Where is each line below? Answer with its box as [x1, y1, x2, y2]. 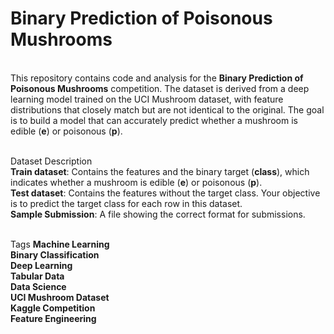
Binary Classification [10, 248, 100, 261]
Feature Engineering [10, 312, 97, 324]
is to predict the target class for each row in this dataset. [10, 197, 243, 209]
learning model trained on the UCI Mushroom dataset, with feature [10, 93, 284, 105]
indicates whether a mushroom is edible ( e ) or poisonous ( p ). [10, 176, 263, 188]
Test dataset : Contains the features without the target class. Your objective [10, 187, 321, 199]
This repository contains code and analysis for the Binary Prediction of [10, 72, 304, 84]
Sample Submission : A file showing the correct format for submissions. [10, 208, 306, 220]
